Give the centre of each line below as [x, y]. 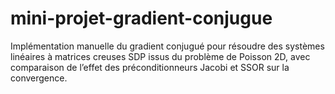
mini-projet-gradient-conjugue [141, 18]
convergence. [39, 78]
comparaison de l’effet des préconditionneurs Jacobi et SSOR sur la [150, 67]
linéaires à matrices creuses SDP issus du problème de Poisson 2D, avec [160, 56]
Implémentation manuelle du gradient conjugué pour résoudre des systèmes [167, 46]
